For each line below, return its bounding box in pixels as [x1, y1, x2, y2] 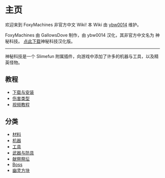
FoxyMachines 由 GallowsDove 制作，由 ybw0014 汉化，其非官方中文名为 [5, 32, 155, 38]
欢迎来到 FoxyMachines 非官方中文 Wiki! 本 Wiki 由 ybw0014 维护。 [5, 22, 141, 28]
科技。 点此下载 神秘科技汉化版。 [9, 38, 75, 44]
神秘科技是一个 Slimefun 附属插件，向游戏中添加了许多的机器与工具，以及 [5, 53, 155, 59]
